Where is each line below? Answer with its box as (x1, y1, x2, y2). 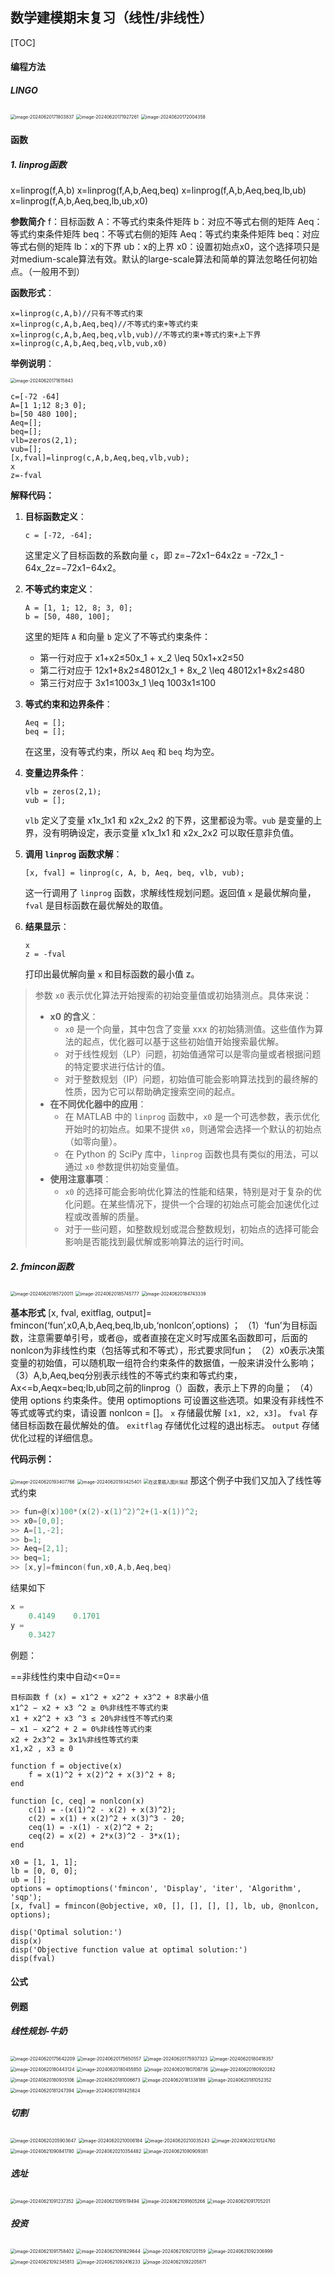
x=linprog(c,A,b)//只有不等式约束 (10, 308, 144, 318)
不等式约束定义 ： (24, 583, 96, 595)
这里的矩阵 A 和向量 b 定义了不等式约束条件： (24, 630, 211, 642)
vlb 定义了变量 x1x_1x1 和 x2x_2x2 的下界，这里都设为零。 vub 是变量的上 (24, 814, 323, 826)
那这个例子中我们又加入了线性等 (189, 1474, 322, 1486)
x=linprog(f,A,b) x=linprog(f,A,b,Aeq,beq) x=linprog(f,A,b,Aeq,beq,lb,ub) (10, 184, 307, 196)
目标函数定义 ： (24, 510, 87, 522)
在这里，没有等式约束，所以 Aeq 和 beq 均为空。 (24, 745, 220, 757)
